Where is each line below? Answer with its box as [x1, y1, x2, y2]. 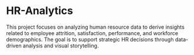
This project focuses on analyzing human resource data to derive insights [6, 23, 185, 30]
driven [6, 42, 22, 49]
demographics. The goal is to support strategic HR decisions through [6, 36, 174, 43]
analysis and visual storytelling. [22, 42, 99, 49]
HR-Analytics [6, 4, 74, 18]
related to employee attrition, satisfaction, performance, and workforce [6, 29, 179, 36]
